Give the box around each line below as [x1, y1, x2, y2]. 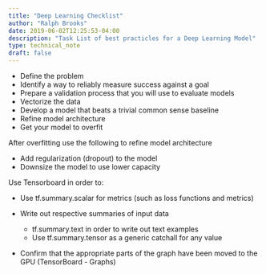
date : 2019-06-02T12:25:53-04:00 [8, 27, 120, 35]
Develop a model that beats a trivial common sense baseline [19, 105, 219, 115]
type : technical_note [8, 42, 81, 50]
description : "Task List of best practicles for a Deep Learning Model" [8, 34, 256, 43]
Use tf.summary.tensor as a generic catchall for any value [31, 233, 223, 242]
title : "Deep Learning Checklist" [8, 11, 124, 20]
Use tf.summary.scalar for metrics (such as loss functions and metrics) [19, 194, 254, 202]
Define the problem [19, 72, 84, 80]
